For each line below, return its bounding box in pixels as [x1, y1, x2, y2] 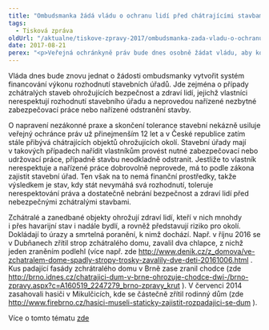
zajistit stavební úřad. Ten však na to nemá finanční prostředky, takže [8, 171, 237, 181]
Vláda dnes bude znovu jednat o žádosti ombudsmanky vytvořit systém [8, 71, 245, 80]
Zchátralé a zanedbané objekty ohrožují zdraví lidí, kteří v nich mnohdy [8, 213, 243, 222]
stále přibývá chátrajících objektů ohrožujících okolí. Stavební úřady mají [8, 138, 247, 147]
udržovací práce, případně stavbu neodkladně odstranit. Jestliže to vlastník [8, 155, 257, 164]
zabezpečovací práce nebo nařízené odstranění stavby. [8, 105, 192, 115]
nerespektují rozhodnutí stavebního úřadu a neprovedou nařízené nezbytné [8, 97, 257, 106]
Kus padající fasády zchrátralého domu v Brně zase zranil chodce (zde [8, 264, 242, 273]
